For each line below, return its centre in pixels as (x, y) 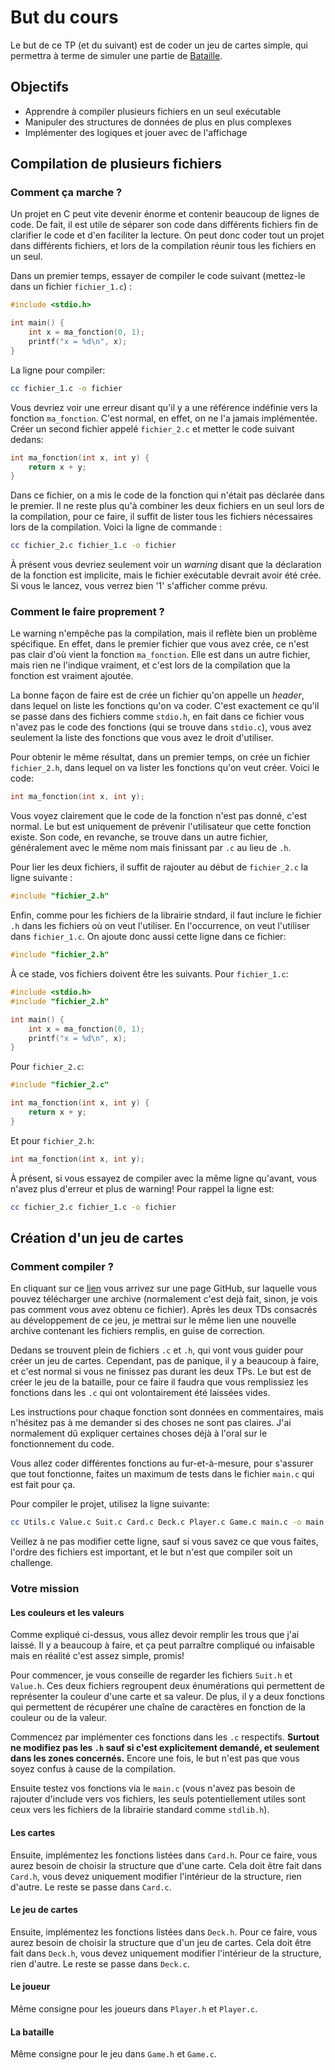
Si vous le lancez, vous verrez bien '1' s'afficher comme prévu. (139, 586)
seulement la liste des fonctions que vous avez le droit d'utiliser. (142, 738)
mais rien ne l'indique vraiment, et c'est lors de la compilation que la (150, 665)
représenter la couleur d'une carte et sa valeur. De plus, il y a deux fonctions (167, 1697)
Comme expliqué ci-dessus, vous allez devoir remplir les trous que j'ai (155, 1635)
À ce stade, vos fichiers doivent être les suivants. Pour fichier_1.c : (149, 974)
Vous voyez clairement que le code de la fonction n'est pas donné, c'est (159, 816)
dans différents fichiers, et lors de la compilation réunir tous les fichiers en (163, 246)
